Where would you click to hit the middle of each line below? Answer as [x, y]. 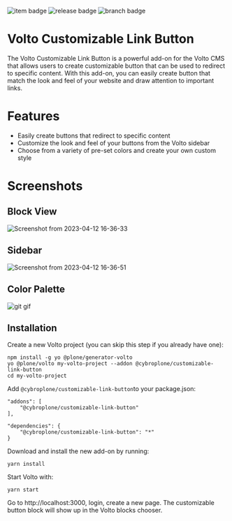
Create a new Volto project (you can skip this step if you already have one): [115, 345]
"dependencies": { [34, 426]
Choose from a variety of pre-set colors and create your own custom [117, 150]
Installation [32, 328]
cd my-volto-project [37, 376]
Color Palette [36, 289]
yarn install [26, 464]
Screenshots [45, 186]
